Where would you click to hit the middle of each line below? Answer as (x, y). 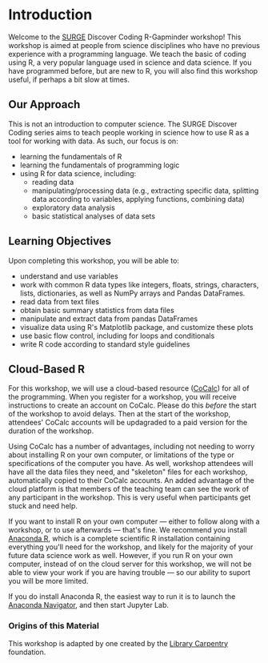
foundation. (27, 652)
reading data (53, 182)
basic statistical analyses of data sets (94, 216)
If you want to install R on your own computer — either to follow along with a (134, 521)
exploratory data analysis (74, 207)
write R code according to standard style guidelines (105, 344)
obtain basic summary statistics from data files (97, 310)
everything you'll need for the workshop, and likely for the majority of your (131, 547)
